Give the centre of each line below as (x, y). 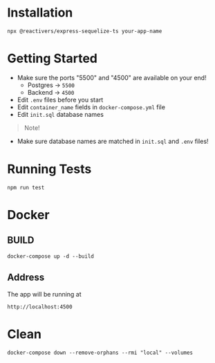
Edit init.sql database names (60, 114)
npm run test (26, 187)
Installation (40, 13)
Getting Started (53, 58)
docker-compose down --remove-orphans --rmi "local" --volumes (100, 353)
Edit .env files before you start (60, 100)
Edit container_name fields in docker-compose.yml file (91, 107)
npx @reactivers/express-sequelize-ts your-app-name (85, 31)
